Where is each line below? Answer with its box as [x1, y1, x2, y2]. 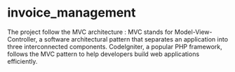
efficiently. [7, 57, 38, 65]
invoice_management [7, 5, 136, 21]
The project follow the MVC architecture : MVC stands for [7, 28, 173, 36]
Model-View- [174, 28, 213, 36]
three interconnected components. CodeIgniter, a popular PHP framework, [7, 42, 222, 51]
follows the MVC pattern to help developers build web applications [7, 50, 200, 58]
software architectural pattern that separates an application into [44, 35, 229, 43]
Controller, [7, 35, 38, 43]
